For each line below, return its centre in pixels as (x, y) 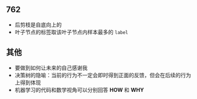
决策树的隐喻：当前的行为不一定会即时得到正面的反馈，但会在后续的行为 (103, 75)
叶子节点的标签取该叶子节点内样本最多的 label (71, 32)
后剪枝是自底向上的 (38, 24)
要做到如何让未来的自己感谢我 (51, 68)
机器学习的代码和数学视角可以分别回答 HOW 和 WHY (79, 90)
